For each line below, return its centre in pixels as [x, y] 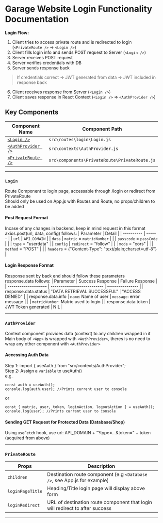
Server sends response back [41, 68]
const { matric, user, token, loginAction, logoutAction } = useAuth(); [80, 407]
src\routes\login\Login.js [80, 139]
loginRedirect [24, 505]
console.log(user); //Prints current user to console [61, 411]
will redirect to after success [79, 508]
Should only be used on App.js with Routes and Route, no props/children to [80, 201]
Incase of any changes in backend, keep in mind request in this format [75, 229]
